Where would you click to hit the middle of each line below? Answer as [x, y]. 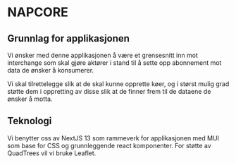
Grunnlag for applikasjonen [69, 38]
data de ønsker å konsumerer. [50, 70]
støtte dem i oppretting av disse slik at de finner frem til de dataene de [109, 91]
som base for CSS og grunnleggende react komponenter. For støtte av [109, 145]
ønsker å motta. [30, 99]
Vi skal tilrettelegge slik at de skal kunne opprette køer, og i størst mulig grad [118, 84]
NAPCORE [38, 12]
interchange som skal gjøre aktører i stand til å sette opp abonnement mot [114, 63]
